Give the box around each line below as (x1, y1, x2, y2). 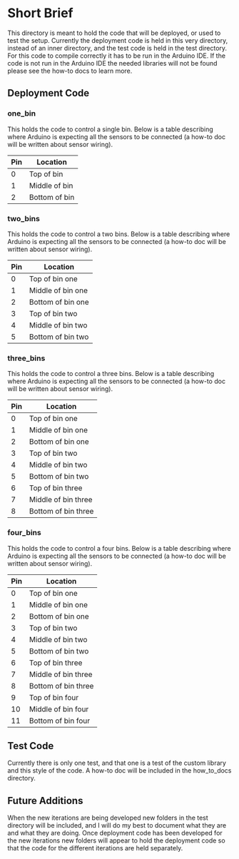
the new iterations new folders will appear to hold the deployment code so (7, 836, 226, 845)
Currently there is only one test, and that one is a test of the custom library (7, 758, 227, 768)
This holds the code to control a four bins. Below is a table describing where (7, 544, 231, 552)
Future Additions (7, 794, 83, 807)
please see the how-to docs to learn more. (7, 66, 133, 75)
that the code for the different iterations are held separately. (7, 844, 183, 853)
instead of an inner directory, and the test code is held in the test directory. (7, 44, 227, 52)
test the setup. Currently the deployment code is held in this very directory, (7, 36, 228, 44)
